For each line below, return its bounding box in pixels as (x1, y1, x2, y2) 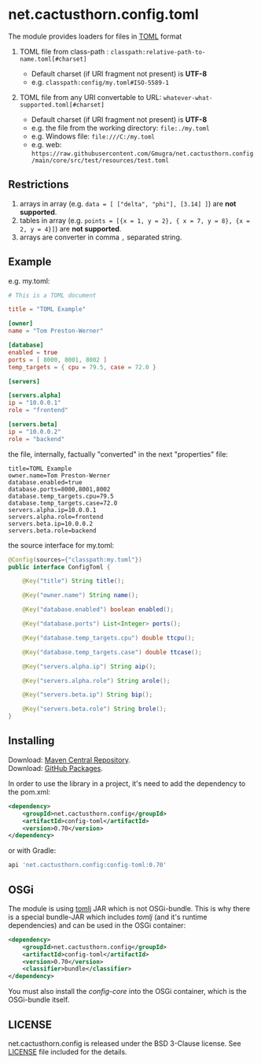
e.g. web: (31, 139, 62, 149)
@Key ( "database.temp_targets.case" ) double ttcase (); (22, 648, 202, 656)
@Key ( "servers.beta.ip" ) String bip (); (22, 691, 153, 699)
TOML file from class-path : (19, 46, 109, 56)
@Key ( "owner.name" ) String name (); (22, 591, 139, 599)
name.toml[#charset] (19, 55, 87, 63)
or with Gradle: (8, 846, 57, 855)
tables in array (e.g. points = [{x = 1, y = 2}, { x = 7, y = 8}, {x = (19, 215, 250, 225)
